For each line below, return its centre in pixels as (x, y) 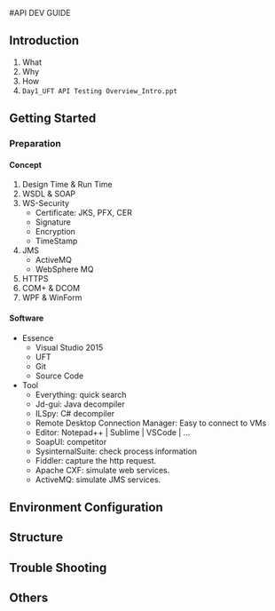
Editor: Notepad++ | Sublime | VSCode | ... (113, 432)
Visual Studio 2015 (69, 347)
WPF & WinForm (52, 298)
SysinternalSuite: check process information (116, 451)
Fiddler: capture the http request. (96, 460)
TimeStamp (56, 241)
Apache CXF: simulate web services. (102, 470)
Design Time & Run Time (67, 185)
